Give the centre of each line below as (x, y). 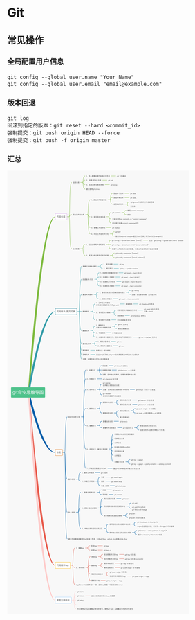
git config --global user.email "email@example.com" (85, 84)
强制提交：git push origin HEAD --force (63, 133)
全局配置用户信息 (36, 62)
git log (18, 118)
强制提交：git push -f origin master (59, 141)
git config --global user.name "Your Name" (71, 77)
